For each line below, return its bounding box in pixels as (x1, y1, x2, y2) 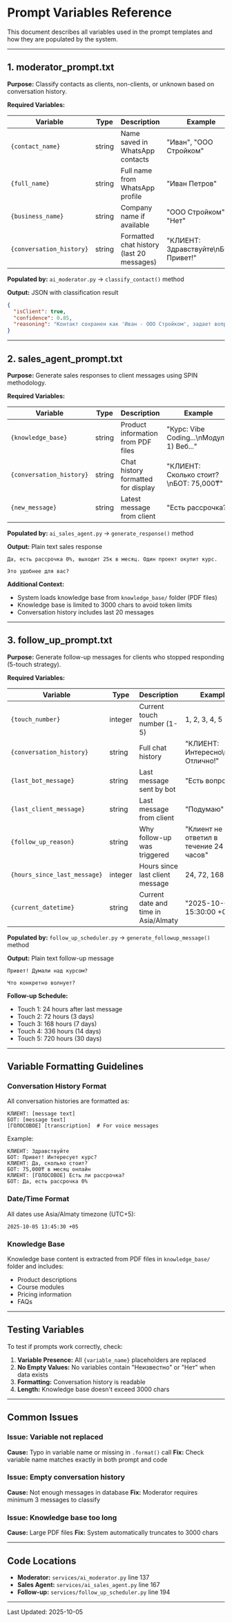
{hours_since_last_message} (10, 871, 103, 878)
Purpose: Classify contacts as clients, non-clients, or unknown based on (7, 79, 215, 88)
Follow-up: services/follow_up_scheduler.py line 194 (17, 1588, 171, 1596)
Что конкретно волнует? (7, 979, 76, 987)
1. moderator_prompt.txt (7, 61, 115, 73)
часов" (185, 850, 209, 859)
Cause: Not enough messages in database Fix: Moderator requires (7, 1488, 198, 1496)
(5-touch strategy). (7, 660, 61, 668)
